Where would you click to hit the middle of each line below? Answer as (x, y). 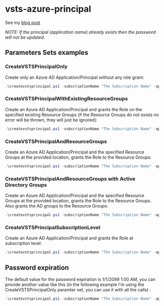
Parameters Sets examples (47, 53)
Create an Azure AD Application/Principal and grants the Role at (69, 238)
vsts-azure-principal (48, 9)
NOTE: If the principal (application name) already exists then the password (81, 32)
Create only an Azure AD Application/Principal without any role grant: (75, 77)
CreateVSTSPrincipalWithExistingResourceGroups (67, 99)
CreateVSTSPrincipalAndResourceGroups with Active (70, 179)
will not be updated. (25, 37)
